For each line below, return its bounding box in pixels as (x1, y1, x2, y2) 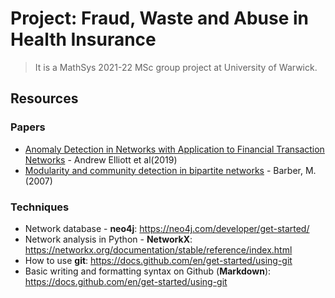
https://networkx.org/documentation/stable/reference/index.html (24, 243, 293, 256)
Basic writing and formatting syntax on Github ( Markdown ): (24, 265, 272, 277)
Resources (10, 90, 79, 107)
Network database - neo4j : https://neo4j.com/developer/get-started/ (24, 222, 310, 234)
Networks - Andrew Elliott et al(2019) (24, 153, 178, 166)
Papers (10, 120, 46, 134)
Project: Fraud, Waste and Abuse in (10, 7, 310, 30)
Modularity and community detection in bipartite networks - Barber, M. (24, 164, 317, 176)
